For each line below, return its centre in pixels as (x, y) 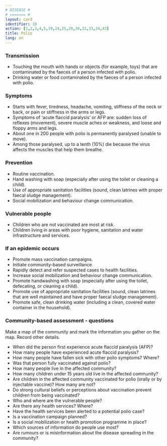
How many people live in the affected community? (64, 368)
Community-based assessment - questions (60, 321)
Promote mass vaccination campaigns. (53, 259)
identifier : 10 (21, 24)
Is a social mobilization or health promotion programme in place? (79, 422)
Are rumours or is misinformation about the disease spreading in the (83, 432)
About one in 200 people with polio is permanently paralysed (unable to (87, 134)
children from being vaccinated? (46, 395)
